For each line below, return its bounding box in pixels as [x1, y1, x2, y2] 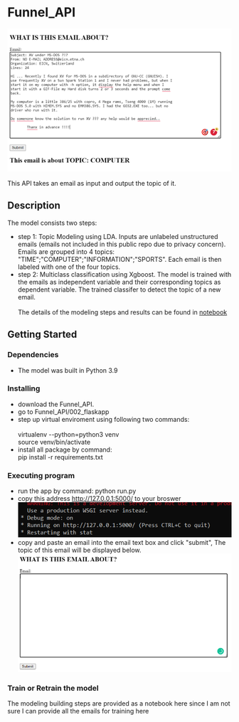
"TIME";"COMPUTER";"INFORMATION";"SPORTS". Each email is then [17, 255, 222, 263]
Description [7, 200, 60, 212]
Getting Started [7, 329, 78, 341]
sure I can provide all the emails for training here [7, 707, 149, 716]
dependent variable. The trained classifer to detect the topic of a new [17, 285, 221, 294]
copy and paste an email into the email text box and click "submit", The [17, 538, 226, 546]
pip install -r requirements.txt [17, 452, 103, 461]
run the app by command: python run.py [17, 487, 137, 495]
